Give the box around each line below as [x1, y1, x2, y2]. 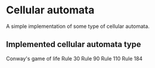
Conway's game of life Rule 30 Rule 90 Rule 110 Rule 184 [6, 55, 143, 62]
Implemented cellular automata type [6, 40, 142, 49]
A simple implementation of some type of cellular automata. [6, 23, 150, 30]
